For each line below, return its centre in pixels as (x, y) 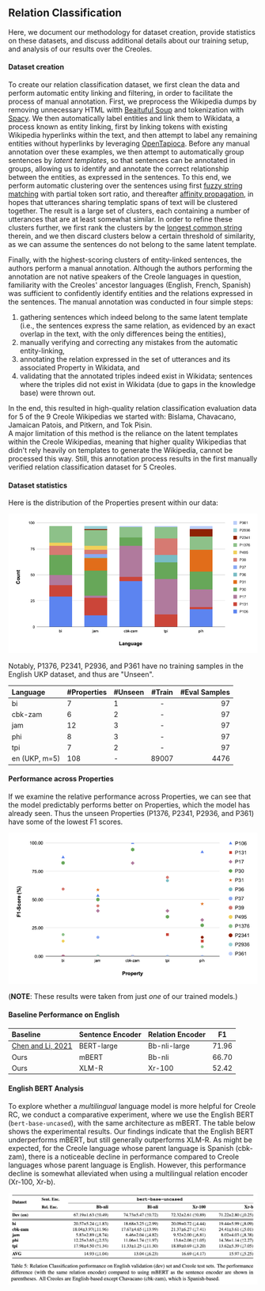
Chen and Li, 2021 (42, 1046)
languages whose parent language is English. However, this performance (127, 1165)
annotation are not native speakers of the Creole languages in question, (125, 277)
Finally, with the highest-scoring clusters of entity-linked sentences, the (125, 260)
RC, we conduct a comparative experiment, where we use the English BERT (131, 1114)
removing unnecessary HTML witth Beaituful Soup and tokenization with (126, 110)
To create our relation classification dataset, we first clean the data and (124, 85)
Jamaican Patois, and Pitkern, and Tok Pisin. (80, 425)
